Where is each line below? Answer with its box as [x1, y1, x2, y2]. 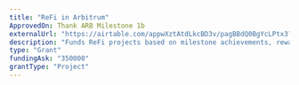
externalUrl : [9, 29, 58, 38]
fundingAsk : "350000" [9, 54, 90, 63]
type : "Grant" [9, 46, 62, 55]
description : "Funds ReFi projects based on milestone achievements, [9, 37, 273, 47]
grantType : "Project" [9, 63, 90, 72]
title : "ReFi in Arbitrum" [9, 12, 109, 22]
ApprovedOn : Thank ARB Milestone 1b [9, 21, 145, 30]
